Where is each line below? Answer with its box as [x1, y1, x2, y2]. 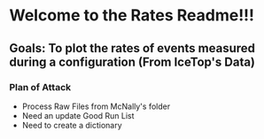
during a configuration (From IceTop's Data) [9, 54, 255, 69]
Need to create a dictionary [21, 120, 122, 130]
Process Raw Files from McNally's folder [21, 101, 171, 112]
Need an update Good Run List [21, 110, 135, 120]
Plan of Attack [9, 81, 72, 93]
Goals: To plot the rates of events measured [9, 41, 255, 56]
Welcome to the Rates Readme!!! [9, 5, 255, 26]
